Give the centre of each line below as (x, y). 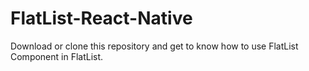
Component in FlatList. (57, 56)
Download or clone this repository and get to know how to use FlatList (154, 46)
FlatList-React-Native (101, 18)
